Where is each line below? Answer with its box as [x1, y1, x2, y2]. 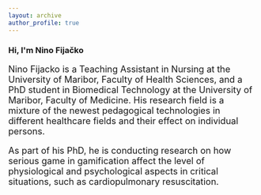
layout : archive [8, 11, 62, 20]
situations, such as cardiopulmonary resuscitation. [8, 176, 219, 188]
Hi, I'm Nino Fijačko [8, 45, 85, 56]
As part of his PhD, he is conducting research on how [8, 145, 232, 156]
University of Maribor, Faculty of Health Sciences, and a [8, 74, 243, 85]
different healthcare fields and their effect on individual [8, 115, 239, 127]
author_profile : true [8, 19, 80, 27]
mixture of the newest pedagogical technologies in [8, 105, 221, 117]
